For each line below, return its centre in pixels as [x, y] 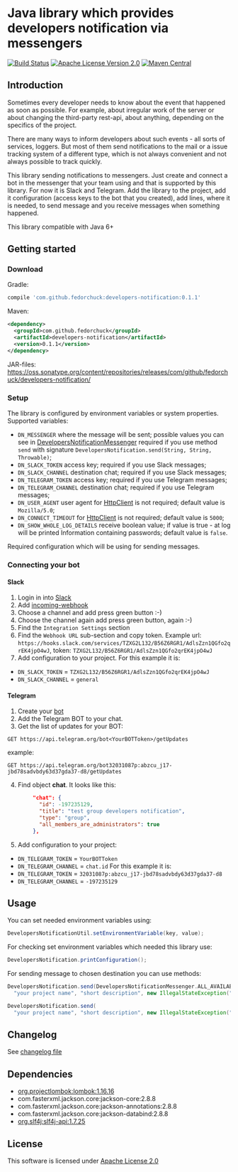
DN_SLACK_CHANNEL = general [58, 679]
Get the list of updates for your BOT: [70, 727]
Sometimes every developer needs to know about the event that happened [116, 102]
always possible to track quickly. [55, 161]
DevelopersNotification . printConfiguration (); [77, 960]
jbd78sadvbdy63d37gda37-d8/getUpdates [64, 772]
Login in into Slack [45, 597]
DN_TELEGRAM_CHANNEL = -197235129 [68, 881]
